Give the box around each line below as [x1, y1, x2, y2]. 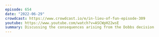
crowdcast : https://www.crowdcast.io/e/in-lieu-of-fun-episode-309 [5, 16, 146, 21]
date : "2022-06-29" [5, 12, 45, 16]
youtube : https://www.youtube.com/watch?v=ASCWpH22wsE [5, 20, 119, 25]
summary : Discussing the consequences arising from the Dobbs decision [5, 25, 154, 30]
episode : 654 [5, 7, 32, 12]
